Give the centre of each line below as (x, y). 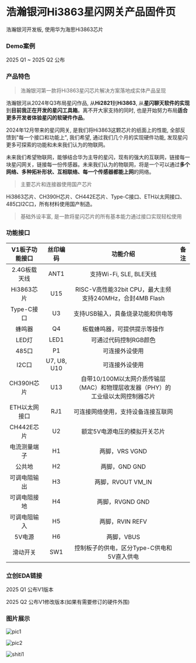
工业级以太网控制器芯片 (123, 396)
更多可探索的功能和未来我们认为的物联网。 (57, 145)
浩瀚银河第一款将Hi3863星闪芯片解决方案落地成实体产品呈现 (93, 90)
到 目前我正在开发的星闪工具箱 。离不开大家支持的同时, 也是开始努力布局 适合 (97, 110)
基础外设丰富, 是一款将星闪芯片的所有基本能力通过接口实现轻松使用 (101, 216)
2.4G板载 (24, 269)
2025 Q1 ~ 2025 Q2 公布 (36, 60)
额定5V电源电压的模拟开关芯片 (123, 431)
